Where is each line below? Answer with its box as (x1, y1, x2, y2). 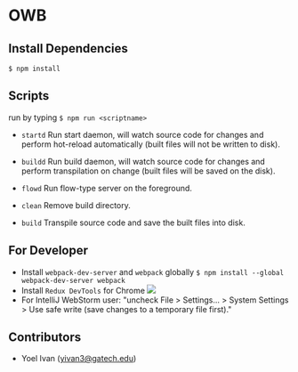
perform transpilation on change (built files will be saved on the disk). (20, 166, 276, 176)
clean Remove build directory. (20, 199, 131, 210)
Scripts (8, 88, 50, 103)
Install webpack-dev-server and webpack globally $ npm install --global (20, 266, 285, 277)
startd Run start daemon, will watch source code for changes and (20, 129, 264, 140)
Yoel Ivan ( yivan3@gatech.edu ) (20, 353, 137, 364)
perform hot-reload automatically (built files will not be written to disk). (20, 139, 281, 150)
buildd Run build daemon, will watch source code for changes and (20, 156, 266, 166)
